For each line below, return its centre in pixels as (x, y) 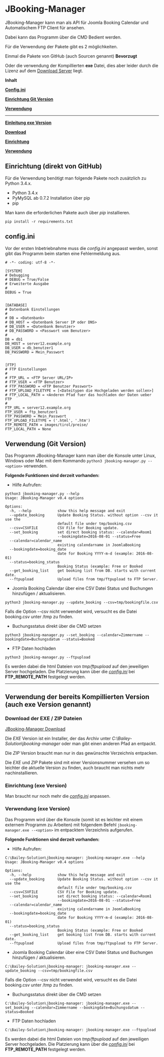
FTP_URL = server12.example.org (38, 408)
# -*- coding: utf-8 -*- (30, 262)
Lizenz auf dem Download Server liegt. (44, 71)
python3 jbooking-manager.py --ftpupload (48, 658)
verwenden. (36, 466)
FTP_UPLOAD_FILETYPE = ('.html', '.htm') (48, 420)
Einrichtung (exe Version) (36, 786)
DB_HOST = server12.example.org (38, 343)
